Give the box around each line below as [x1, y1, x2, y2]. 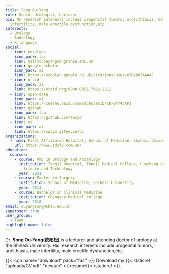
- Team [10, 218, 24, 223]
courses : [10, 152, 28, 157]
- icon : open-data [10, 92, 49, 97]
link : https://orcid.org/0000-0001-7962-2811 [14, 86, 112, 92]
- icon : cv [10, 119, 33, 125]
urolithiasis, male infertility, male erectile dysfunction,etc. [5, 247, 123, 254]
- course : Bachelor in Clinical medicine [14, 190, 102, 195]
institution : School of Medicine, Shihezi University [18, 180, 134, 186]
